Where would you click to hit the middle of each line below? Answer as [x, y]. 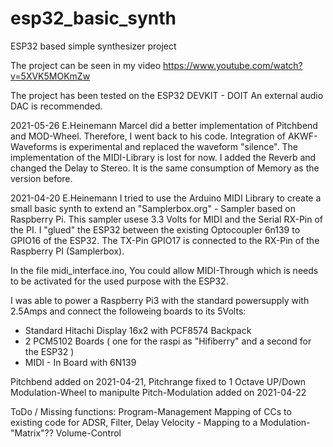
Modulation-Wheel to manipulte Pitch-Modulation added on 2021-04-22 [158, 392]
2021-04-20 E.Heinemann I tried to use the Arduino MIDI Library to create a [166, 198]
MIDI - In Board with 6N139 [80, 362]
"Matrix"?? [32, 433]
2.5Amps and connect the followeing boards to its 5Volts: [128, 311]
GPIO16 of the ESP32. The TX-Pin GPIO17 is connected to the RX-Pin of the [165, 240]
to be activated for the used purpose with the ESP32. [119, 281]
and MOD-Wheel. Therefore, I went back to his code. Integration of [148, 136]
